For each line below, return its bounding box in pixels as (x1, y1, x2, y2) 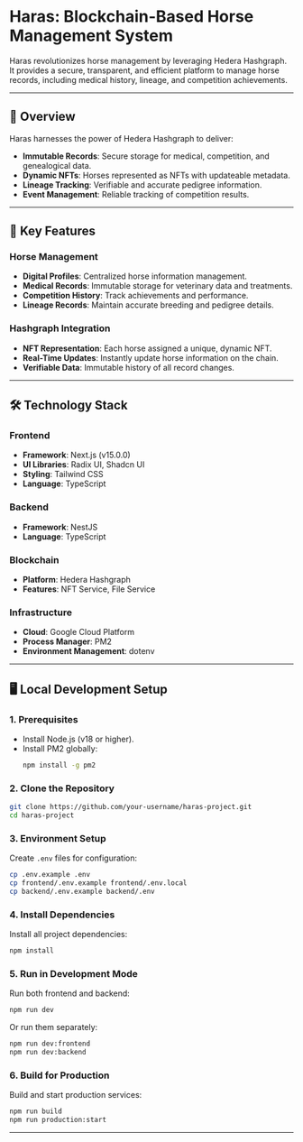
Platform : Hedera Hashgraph (22, 575, 131, 585)
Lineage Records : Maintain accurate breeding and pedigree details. (22, 299, 274, 310)
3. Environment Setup (9, 832, 106, 844)
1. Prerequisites (9, 713, 78, 725)
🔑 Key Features (9, 224, 96, 239)
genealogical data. (22, 160, 92, 170)
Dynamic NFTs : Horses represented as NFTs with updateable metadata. (22, 170, 291, 180)
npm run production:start (9, 1116, 106, 1125)
